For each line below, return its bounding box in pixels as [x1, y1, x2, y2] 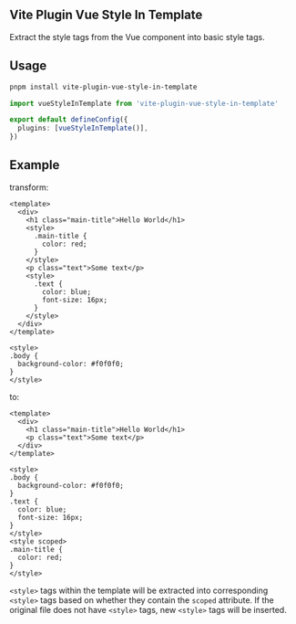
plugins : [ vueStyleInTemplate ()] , [17, 123, 148, 133]
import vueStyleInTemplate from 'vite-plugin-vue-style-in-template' [9, 99, 280, 108]
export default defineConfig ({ [9, 115, 128, 124]
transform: [9, 182, 49, 193]
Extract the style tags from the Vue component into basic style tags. [9, 31, 266, 42]
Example [9, 157, 60, 173]
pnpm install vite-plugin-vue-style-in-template [9, 82, 198, 91]
